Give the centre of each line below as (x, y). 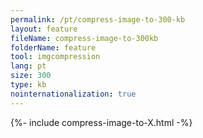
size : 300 (31, 76)
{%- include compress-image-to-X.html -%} (101, 122)
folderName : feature (53, 47)
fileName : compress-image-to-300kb (84, 38)
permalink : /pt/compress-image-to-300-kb (98, 19)
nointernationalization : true (73, 94)
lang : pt (28, 66)
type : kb (28, 85)
